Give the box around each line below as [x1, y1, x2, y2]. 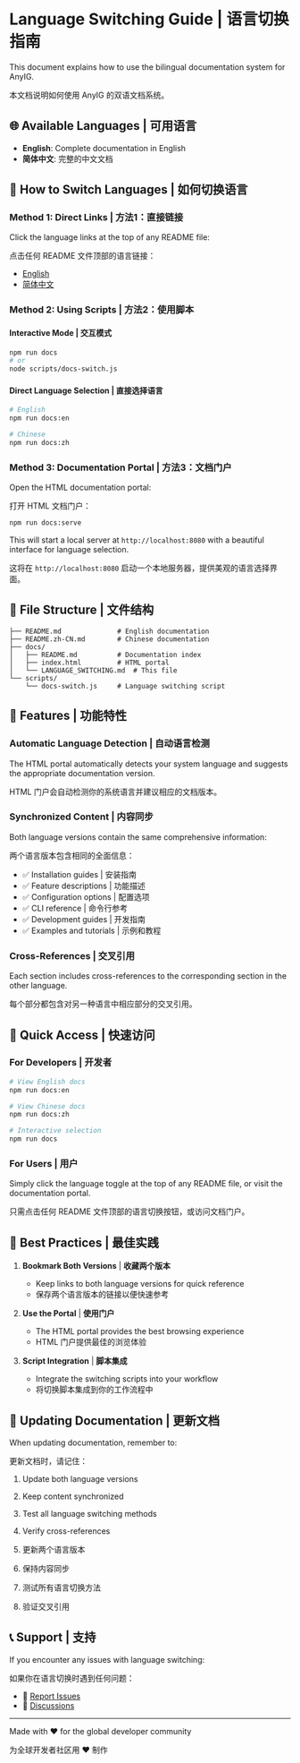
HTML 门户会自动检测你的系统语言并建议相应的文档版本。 [9, 786, 221, 797]
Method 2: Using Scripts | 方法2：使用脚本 [9, 304, 195, 316]
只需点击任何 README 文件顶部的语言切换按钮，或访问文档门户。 [9, 1206, 250, 1217]
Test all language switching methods [21, 1509, 158, 1519]
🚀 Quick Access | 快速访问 [9, 1027, 156, 1042]
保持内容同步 [21, 1563, 70, 1574]
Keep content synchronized [21, 1491, 124, 1502]
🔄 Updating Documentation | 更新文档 [9, 1413, 221, 1428]
